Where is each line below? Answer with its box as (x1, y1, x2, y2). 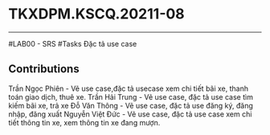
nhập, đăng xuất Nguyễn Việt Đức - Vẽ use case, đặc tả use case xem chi (8, 109, 252, 119)
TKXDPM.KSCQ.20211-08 (8, 5, 185, 23)
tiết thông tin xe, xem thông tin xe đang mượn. (8, 117, 161, 127)
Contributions (8, 62, 80, 76)
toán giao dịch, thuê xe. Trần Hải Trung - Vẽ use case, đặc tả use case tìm (8, 92, 253, 101)
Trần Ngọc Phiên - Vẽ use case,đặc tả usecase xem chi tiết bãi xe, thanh (8, 84, 249, 93)
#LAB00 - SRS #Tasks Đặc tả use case (8, 39, 137, 48)
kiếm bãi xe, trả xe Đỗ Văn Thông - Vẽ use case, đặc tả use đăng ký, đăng (8, 100, 253, 110)
